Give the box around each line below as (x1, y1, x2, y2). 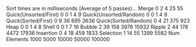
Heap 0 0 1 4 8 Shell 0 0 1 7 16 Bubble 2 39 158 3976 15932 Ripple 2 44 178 (6, 23, 188, 30)
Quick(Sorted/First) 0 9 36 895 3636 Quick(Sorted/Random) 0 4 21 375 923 (6, 17, 190, 24)
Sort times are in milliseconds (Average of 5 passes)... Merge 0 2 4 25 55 (6, 5, 184, 12)
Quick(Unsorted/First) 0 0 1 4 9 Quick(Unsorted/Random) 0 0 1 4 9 (6, 11, 168, 18)
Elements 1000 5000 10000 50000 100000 (6, 36, 110, 42)
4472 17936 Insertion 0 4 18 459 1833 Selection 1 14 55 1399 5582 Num (6, 30, 180, 37)
